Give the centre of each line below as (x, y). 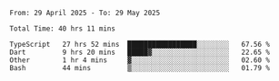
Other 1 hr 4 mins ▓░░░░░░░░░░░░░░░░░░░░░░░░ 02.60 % (140, 60)
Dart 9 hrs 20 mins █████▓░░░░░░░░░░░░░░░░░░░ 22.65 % (140, 52)
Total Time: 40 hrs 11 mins (63, 29)
